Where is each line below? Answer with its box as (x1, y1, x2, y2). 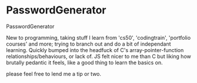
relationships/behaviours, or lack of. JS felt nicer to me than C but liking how (6, 53, 191, 60)
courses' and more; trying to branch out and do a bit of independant (6, 40, 171, 47)
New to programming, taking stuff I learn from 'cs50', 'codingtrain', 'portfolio (6, 34, 191, 41)
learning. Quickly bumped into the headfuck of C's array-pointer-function (6, 46, 184, 53)
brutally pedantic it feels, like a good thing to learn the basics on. (6, 59, 163, 66)
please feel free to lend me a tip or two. (6, 70, 102, 77)
